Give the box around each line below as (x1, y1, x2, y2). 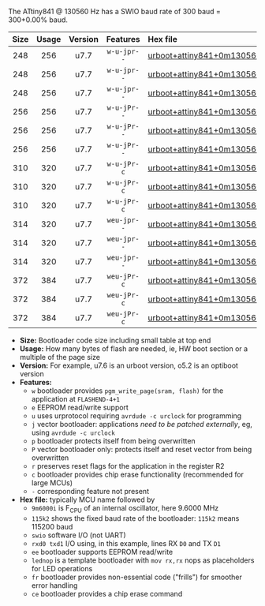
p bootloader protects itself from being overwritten (31, 436, 196, 445)
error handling (31, 580, 78, 590)
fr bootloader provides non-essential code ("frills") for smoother (31, 572, 243, 582)
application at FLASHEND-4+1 (31, 395, 121, 403)
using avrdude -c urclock (31, 428, 116, 437)
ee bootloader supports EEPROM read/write (31, 547, 174, 556)
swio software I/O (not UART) (31, 530, 126, 540)
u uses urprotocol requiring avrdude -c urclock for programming (31, 411, 242, 421)
